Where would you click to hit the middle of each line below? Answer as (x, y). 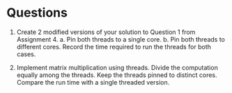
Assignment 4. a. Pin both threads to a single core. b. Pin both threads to (121, 39)
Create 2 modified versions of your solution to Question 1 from (106, 32)
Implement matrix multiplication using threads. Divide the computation (117, 67)
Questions (37, 13)
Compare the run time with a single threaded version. (93, 82)
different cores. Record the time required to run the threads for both (114, 46)
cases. (26, 54)
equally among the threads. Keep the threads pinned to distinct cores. (117, 75)
